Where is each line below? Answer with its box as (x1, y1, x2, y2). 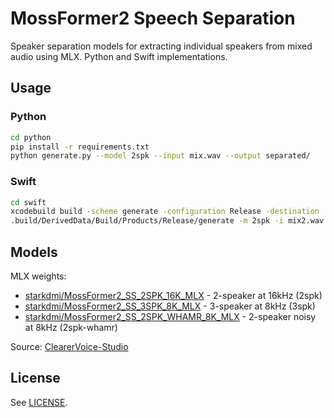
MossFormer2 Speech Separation (10, 7, 296, 30)
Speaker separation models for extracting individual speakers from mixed (10, 40, 313, 52)
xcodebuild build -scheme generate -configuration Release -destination (10, 207, 320, 217)
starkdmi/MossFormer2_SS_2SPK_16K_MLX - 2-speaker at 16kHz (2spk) (24, 289, 323, 301)
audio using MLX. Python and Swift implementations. (10, 50, 228, 62)
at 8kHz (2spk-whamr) (24, 321, 118, 333)
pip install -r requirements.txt (10, 142, 150, 152)
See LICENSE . (10, 396, 68, 408)
